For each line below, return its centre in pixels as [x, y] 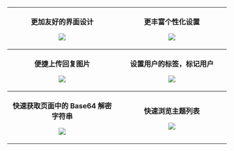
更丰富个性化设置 [172, 22]
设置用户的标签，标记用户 [172, 64]
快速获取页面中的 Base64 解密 [62, 106]
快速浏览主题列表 [172, 111]
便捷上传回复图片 [62, 64]
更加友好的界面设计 [62, 22]
